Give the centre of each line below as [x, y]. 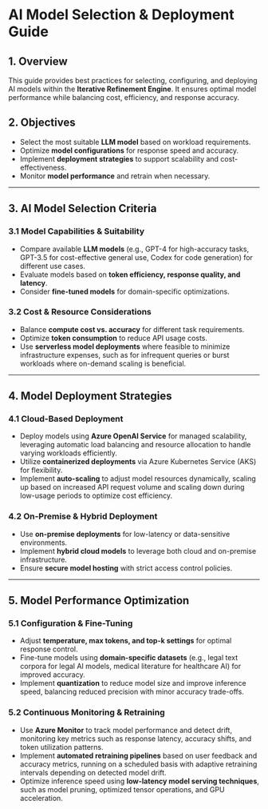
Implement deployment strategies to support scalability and [119, 158]
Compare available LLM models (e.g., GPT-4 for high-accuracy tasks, [134, 249]
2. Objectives [42, 123]
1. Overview [38, 61]
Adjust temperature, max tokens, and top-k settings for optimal [126, 641]
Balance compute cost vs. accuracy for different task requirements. [132, 329]
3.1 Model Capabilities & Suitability [77, 231]
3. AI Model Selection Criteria [83, 208]
